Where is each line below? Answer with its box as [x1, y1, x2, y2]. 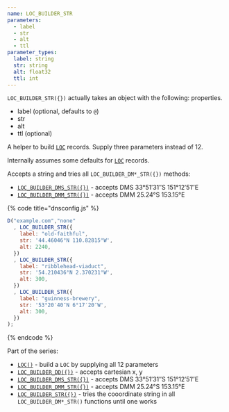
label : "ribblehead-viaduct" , [19, 263, 108, 270]
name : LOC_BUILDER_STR [7, 10, 73, 17]
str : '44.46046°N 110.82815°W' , [19, 237, 113, 244]
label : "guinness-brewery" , [19, 295, 101, 302]
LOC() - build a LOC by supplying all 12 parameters [17, 361, 158, 369]
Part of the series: [7, 347, 59, 355]
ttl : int [13, 74, 39, 82]
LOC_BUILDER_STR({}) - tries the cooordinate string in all [17, 390, 176, 398]
